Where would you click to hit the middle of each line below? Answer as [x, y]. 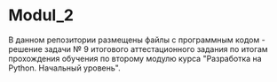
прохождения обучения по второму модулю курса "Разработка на [135, 58]
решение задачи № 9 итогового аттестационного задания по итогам [138, 48]
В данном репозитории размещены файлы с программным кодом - [137, 40]
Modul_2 [41, 15]
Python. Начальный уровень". [64, 68]
